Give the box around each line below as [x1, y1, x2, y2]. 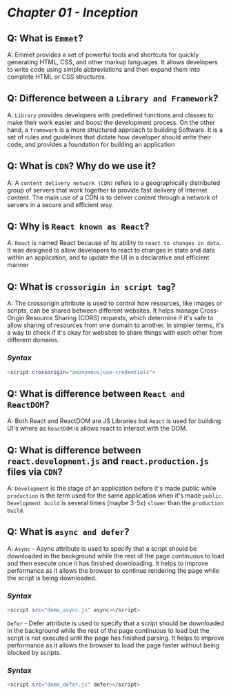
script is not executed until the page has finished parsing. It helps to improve [7, 634, 225, 643]
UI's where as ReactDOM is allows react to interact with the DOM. [7, 424, 188, 433]
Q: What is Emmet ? [7, 32, 83, 44]
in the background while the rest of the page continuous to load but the [7, 627, 210, 635]
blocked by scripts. [7, 649, 62, 657]
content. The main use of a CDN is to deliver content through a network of [7, 193, 218, 202]
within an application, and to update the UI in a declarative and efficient [7, 253, 210, 262]
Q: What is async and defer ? [7, 526, 130, 538]
